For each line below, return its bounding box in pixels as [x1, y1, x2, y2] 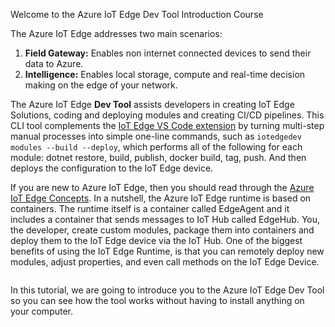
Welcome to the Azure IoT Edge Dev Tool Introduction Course [10, 9, 264, 20]
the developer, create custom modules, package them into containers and [10, 224, 315, 236]
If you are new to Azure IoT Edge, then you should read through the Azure [10, 182, 315, 193]
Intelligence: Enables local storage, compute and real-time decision [24, 69, 306, 80]
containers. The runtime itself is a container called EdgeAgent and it [10, 203, 290, 214]
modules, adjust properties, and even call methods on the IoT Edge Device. [10, 256, 320, 268]
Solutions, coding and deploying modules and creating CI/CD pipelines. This [10, 109, 325, 121]
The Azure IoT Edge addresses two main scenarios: [10, 28, 223, 39]
